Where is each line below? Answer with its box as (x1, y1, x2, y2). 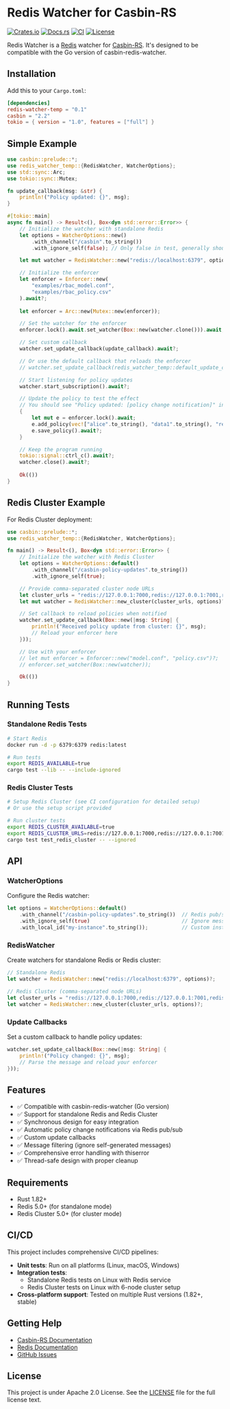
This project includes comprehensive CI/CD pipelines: (7, 1248, 159, 1256)
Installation (7, 68, 56, 80)
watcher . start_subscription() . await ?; (19, 383, 130, 390)
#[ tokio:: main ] (7, 213, 51, 220)
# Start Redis (7, 735, 48, 742)
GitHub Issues (16, 1350, 57, 1358)
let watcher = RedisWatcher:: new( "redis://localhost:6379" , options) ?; (7, 976, 216, 983)
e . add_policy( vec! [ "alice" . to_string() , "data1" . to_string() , (31, 420, 213, 427)
